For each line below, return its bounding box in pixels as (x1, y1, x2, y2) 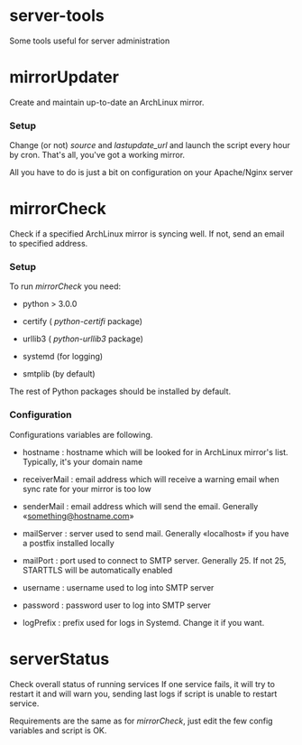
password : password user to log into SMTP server (22, 600, 211, 610)
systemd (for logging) (22, 351, 104, 362)
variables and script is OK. (9, 724, 107, 736)
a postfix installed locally (22, 537, 114, 548)
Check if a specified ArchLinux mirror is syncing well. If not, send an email (9, 228, 285, 239)
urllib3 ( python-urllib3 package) (22, 333, 144, 344)
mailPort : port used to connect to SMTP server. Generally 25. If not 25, (22, 554, 287, 565)
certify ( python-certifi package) (22, 316, 142, 327)
